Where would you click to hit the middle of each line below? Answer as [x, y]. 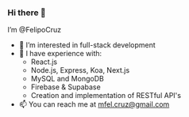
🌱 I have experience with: [60, 54]
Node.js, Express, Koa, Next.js [80, 70]
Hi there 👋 [27, 13]
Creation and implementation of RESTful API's [106, 96]
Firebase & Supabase [66, 87]
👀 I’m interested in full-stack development [87, 45]
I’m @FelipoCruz [34, 30]
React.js [44, 62]
